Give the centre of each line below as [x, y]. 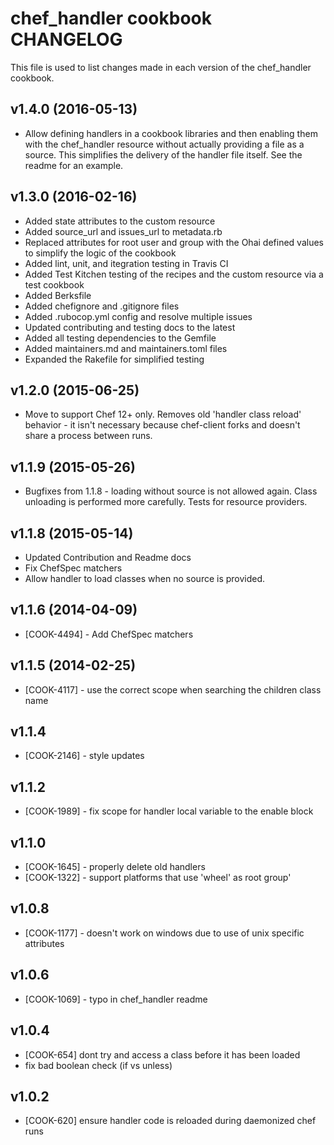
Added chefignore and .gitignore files [102, 306]
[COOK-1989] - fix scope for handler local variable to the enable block [169, 811]
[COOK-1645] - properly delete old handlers [115, 867]
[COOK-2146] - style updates [84, 756]
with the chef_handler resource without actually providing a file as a [164, 144]
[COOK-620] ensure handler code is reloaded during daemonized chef [170, 1121]
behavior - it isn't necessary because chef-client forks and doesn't [162, 425]
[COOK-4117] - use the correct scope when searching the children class [173, 689]
